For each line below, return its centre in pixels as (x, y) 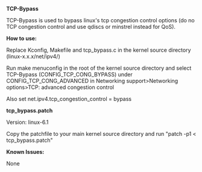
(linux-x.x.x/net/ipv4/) (33, 56)
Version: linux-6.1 (27, 122)
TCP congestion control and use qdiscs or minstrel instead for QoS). (91, 27)
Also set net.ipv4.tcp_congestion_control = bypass (69, 99)
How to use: (22, 38)
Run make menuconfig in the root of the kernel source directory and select (99, 68)
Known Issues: (25, 152)
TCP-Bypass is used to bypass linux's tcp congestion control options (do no (100, 20)
